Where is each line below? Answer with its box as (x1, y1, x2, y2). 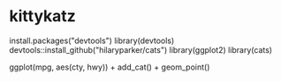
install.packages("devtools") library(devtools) (9, 35, 175, 46)
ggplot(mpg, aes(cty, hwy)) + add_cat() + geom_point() (9, 62, 210, 72)
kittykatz (9, 6, 77, 26)
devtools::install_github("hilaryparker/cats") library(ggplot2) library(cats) (9, 44, 272, 55)
